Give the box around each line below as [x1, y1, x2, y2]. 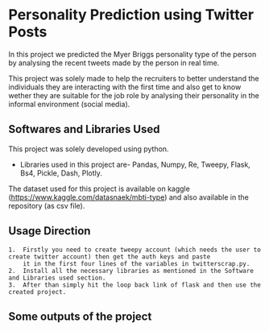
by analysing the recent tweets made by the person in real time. [8, 58, 220, 68]
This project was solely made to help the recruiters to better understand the [8, 73, 259, 83]
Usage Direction [8, 224, 91, 238]
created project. [8, 288, 67, 296]
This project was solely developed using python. [8, 143, 169, 154]
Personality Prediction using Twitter [8, 6, 255, 24]
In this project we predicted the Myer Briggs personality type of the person [8, 49, 257, 59]
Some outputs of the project [8, 309, 152, 323]
